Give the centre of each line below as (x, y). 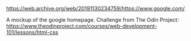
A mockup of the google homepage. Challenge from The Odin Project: (93, 20)
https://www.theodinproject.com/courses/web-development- (82, 26)
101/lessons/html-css (32, 32)
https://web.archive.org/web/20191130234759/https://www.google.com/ (95, 8)
